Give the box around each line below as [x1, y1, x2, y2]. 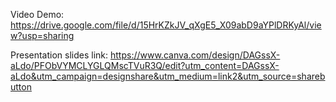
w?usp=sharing [10, 30, 75, 41]
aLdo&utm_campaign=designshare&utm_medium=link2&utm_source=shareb [10, 70, 326, 82]
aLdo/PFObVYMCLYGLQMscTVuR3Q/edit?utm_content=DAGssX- [10, 60, 280, 71]
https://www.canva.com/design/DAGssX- [110, 49, 281, 61]
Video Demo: [10, 9, 65, 20]
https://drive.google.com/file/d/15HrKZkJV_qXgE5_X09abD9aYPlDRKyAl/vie [10, 19, 322, 31]
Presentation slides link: [10, 49, 109, 61]
